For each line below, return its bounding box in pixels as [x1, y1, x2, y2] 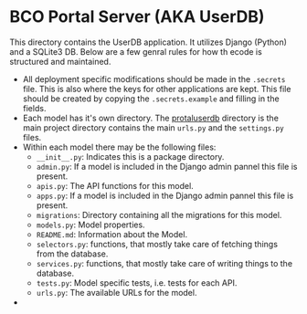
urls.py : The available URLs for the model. [36, 287, 197, 298]
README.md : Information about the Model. [36, 228, 188, 239]
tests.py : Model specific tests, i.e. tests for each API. [36, 277, 238, 288]
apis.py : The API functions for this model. [36, 180, 194, 191]
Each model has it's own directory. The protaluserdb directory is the [22, 112, 279, 123]
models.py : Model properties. [36, 219, 145, 230]
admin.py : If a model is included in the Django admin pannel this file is [36, 161, 298, 172]
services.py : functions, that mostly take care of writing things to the [36, 257, 293, 268]
